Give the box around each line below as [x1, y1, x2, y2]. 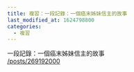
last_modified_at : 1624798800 [7, 17, 95, 24]
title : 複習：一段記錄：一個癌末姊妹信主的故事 [7, 10, 128, 17]
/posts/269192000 [7, 57, 60, 66]
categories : [7, 23, 42, 30]
